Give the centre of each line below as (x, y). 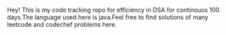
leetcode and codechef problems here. (62, 24)
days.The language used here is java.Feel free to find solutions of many (108, 17)
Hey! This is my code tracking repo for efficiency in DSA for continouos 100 (113, 10)
